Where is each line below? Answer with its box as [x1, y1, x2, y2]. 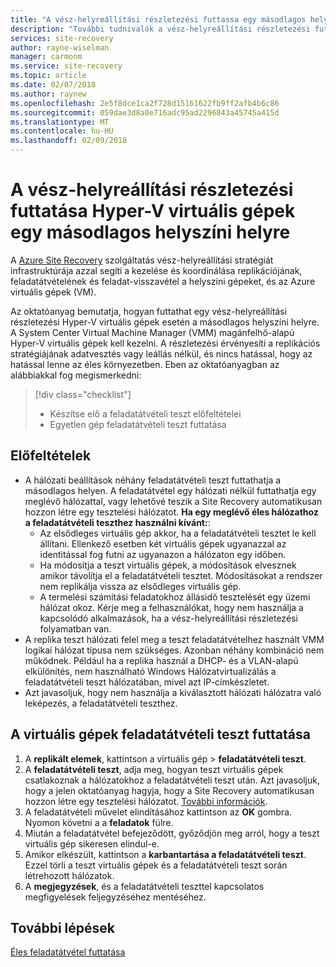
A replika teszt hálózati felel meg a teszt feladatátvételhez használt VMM [24, 633, 325, 645]
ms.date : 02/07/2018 [10, 80, 97, 90]
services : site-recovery [10, 33, 114, 43]
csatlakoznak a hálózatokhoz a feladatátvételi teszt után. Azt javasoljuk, [24, 774, 321, 786]
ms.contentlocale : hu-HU [10, 126, 114, 136]
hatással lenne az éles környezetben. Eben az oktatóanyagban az [10, 358, 280, 370]
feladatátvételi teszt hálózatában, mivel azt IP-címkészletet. [24, 676, 270, 688]
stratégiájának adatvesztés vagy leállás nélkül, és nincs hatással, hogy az [10, 347, 313, 360]
